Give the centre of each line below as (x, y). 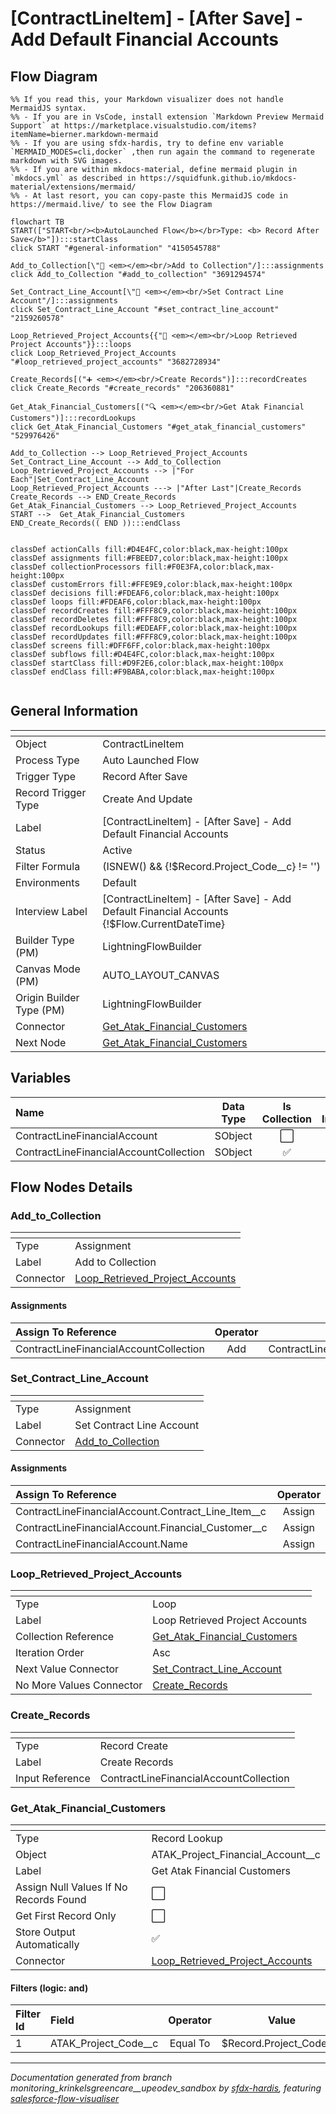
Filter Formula (48, 866)
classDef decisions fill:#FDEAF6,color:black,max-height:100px (145, 593)
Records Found (51, 1899)
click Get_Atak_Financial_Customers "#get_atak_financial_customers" (158, 427)
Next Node (41, 1042)
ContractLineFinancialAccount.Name (101, 1544)
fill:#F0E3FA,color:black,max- (209, 567)
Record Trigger (51, 792)
